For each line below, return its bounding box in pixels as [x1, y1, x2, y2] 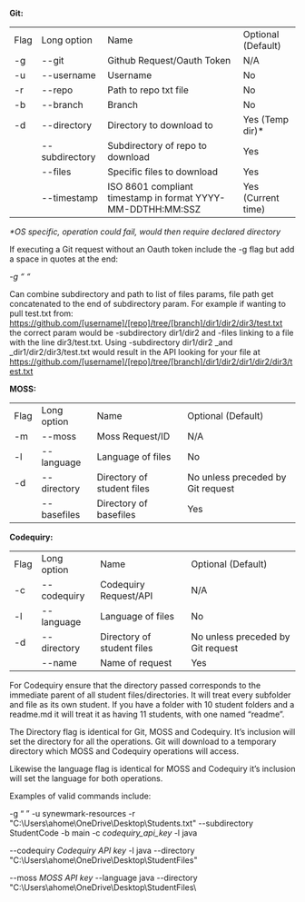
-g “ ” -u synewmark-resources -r [9, 808, 136, 818]
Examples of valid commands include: [9, 790, 152, 801]
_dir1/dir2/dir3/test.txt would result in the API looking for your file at [9, 347, 261, 357]
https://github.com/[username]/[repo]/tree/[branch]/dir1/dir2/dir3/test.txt [9, 318, 283, 328]
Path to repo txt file [107, 84, 189, 96]
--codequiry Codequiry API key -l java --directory [9, 845, 195, 856]
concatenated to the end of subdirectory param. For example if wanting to [9, 299, 286, 309]
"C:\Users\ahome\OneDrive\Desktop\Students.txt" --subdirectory [9, 818, 254, 828]
